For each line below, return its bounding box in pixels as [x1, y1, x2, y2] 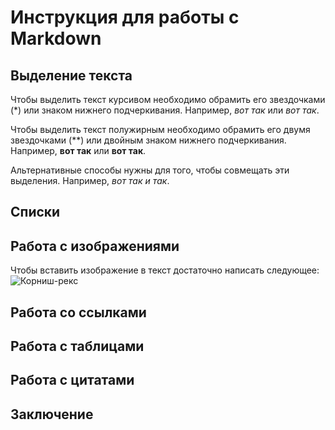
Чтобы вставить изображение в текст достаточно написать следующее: [10, 264, 320, 276]
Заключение [10, 406, 94, 423]
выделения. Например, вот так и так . [10, 175, 170, 186]
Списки [10, 204, 61, 221]
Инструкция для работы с [10, 6, 240, 29]
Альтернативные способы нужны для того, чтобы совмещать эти [10, 164, 290, 176]
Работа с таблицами [10, 337, 145, 355]
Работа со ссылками [10, 304, 147, 321]
